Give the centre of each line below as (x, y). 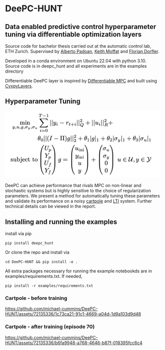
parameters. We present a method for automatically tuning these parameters (82, 196)
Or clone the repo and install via (37, 252)
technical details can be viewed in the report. (51, 206)
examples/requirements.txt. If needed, (44, 276)
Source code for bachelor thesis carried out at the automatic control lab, (78, 46)
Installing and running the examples (61, 222)
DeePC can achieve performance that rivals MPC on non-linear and (73, 186)
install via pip (18, 234)
